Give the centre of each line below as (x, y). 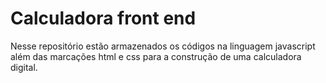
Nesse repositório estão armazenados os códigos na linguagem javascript (163, 46)
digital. (24, 67)
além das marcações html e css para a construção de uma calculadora (156, 56)
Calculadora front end (103, 18)
